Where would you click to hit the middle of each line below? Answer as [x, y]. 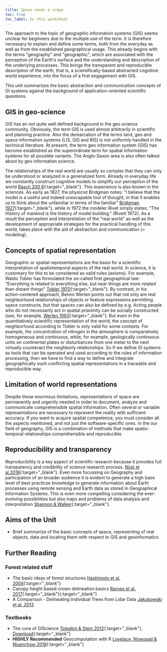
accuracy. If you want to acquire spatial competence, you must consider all [82, 418]
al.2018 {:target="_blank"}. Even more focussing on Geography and [74, 472]
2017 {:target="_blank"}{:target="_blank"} [55, 594]
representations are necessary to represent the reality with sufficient [76, 412]
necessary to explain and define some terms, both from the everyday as [79, 44]
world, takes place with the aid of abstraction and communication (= [75, 229]
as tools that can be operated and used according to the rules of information [83, 353]
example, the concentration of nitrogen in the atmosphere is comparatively [82, 332]
